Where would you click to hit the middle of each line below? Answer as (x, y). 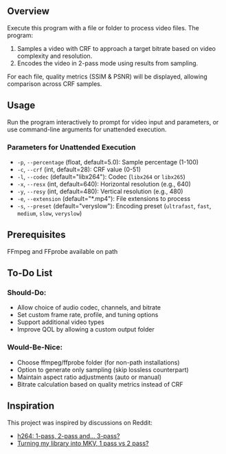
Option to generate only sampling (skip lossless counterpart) (103, 369)
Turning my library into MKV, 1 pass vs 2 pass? (83, 443)
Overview (29, 11)
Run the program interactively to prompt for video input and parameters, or (113, 122)
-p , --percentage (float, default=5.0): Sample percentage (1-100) (108, 162)
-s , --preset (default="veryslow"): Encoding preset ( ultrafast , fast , (114, 206)
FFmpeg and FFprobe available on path (63, 251)
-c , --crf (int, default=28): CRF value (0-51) (79, 169)
